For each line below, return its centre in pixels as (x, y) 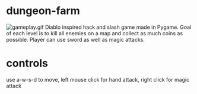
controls (27, 63)
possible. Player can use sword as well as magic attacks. (76, 39)
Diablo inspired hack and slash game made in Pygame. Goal (118, 27)
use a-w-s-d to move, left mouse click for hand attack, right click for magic (98, 79)
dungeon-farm (43, 11)
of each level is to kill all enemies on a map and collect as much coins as (94, 33)
